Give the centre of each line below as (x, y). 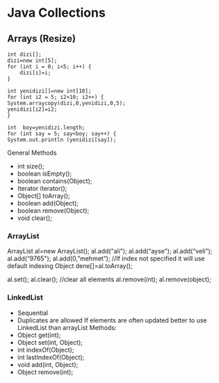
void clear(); (34, 218)
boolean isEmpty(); (44, 173)
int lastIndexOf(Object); (51, 357)
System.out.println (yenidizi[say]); (62, 140)
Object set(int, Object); (50, 342)
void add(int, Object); (48, 364)
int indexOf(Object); (46, 350)
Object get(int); (39, 335)
